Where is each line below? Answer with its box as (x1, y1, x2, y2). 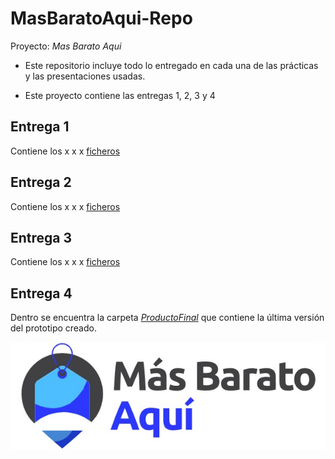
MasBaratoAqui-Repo (10, 7, 193, 30)
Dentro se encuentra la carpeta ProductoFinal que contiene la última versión (10, 312, 325, 324)
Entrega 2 (10, 174, 72, 191)
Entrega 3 (10, 229, 73, 246)
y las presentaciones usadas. (24, 70, 146, 82)
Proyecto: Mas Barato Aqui (10, 40, 122, 52)
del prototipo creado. (10, 322, 97, 334)
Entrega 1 (10, 118, 70, 136)
